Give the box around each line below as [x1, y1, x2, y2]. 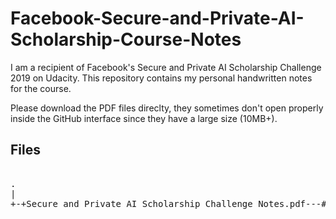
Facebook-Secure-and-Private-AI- [10, 7, 305, 30]
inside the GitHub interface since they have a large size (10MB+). [10, 112, 278, 124]
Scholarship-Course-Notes [10, 28, 242, 51]
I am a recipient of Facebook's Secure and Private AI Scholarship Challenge [10, 61, 322, 73]
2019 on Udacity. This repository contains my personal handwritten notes [10, 72, 313, 84]
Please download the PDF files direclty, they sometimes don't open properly [10, 102, 324, 114]
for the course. [10, 82, 72, 94]
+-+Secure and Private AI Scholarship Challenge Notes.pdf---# [10, 198, 327, 209]
